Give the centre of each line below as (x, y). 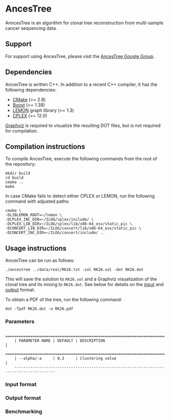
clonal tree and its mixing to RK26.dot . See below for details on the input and (84, 285)
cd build (14, 178)
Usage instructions (36, 248)
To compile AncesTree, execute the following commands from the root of (81, 159)
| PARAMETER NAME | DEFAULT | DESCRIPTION (60, 341)
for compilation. (22, 131)
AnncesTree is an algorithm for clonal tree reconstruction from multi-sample (84, 23)
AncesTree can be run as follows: (40, 260)
